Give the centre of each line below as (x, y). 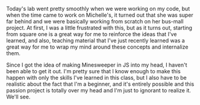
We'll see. (18, 97)
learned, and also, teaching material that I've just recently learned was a (95, 40)
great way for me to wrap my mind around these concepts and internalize (97, 47)
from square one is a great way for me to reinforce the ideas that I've (92, 34)
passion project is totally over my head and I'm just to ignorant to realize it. (99, 90)
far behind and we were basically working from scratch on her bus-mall (95, 21)
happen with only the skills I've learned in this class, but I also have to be (96, 78)
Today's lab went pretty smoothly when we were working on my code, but (98, 9)
